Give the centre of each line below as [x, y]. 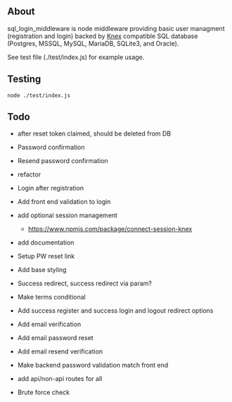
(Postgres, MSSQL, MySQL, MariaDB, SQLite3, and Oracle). [93, 43]
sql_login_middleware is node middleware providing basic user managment [116, 28]
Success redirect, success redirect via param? [85, 283]
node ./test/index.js [39, 95]
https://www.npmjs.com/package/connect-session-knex [110, 229]
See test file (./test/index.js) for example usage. [76, 57]
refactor [29, 174]
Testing [24, 79]
